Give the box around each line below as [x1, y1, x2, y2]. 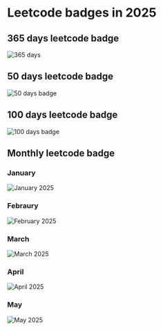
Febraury [7, 201, 39, 211]
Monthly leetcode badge [7, 147, 115, 160]
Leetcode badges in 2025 [7, 5, 157, 21]
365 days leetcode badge [7, 32, 119, 44]
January [7, 168, 36, 178]
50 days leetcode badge [7, 70, 114, 82]
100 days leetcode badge [7, 109, 118, 121]
